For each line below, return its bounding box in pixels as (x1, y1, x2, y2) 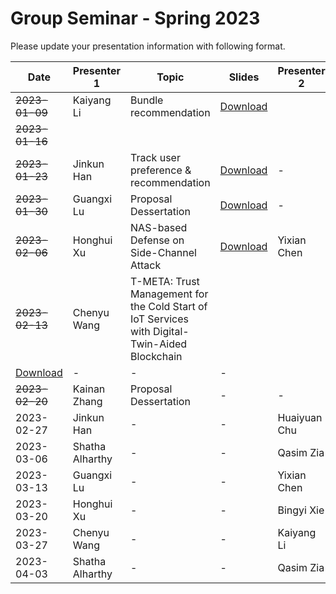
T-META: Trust (130, 274, 200, 288)
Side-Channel (130, 245, 197, 259)
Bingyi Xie (277, 503, 325, 517)
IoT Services (130, 312, 189, 326)
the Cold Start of (130, 299, 208, 313)
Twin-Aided (130, 337, 188, 351)
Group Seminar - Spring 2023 (10, 7, 261, 30)
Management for (130, 287, 209, 301)
